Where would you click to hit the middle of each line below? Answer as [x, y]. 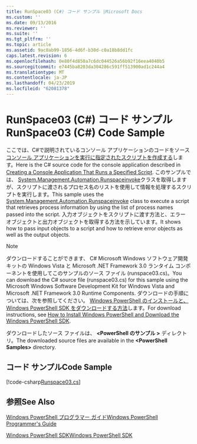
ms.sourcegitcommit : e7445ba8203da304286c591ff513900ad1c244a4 [86, 67]
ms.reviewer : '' [26, 28]
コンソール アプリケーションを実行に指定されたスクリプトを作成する [89, 157]
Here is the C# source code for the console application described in [98, 165]
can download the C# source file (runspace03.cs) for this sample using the [97, 279]
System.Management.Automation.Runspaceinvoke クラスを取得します [102, 179]
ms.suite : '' [22, 34]
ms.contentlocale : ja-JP [37, 78]
